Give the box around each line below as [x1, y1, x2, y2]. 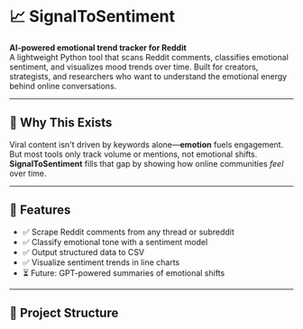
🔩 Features [9, 203, 71, 218]
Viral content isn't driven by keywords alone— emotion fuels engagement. [9, 139, 284, 150]
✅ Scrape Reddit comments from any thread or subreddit [22, 226, 234, 237]
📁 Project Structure [9, 305, 119, 320]
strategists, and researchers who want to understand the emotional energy [9, 70, 288, 81]
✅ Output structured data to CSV [22, 246, 145, 257]
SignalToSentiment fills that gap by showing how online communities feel [9, 158, 284, 169]
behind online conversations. [9, 80, 117, 91]
